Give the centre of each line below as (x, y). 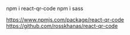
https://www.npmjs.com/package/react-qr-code (65, 20)
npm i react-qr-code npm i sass (45, 8)
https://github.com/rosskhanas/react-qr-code (62, 26)
